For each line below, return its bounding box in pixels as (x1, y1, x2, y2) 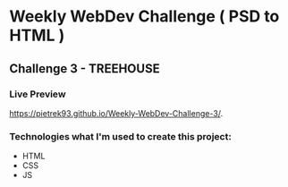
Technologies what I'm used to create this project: (9, 130, 233, 142)
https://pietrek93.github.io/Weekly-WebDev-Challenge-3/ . (9, 107, 224, 118)
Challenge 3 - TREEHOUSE (9, 61, 160, 76)
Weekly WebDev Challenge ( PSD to (9, 6, 280, 27)
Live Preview (9, 88, 66, 100)
